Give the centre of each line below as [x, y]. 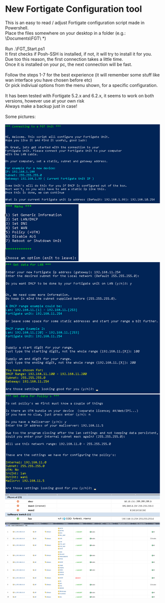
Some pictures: [20, 116]
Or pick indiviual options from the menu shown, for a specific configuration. [82, 85]
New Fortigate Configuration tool [74, 9]
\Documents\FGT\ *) [26, 38]
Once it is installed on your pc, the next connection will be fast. [69, 64]
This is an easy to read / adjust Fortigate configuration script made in [75, 23]
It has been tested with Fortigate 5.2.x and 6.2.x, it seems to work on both [80, 96]
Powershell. [17, 27]
